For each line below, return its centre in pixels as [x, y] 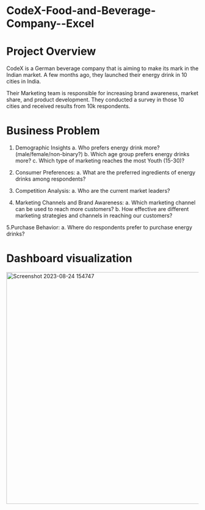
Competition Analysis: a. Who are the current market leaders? [92, 191]
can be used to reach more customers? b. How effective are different [102, 209]
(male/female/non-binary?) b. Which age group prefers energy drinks [102, 154]
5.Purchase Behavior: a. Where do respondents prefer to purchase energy [99, 228]
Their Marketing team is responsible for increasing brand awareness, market [103, 93]
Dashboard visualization [69, 258]
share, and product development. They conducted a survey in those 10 [95, 100]
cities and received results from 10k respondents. [68, 106]
